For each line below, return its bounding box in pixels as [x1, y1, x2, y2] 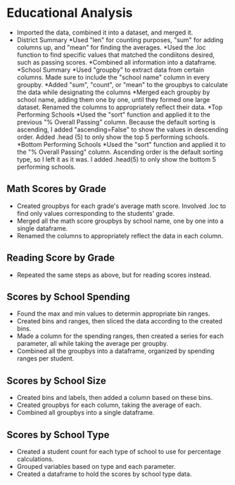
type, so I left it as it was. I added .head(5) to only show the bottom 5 [16, 155, 216, 163]
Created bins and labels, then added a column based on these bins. [16, 394, 212, 402]
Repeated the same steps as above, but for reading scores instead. [16, 271, 212, 279]
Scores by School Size [6, 375, 106, 387]
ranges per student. [16, 354, 75, 363]
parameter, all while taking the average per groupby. [16, 339, 169, 348]
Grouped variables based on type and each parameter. [16, 463, 176, 470]
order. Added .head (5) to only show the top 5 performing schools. [16, 132, 210, 141]
